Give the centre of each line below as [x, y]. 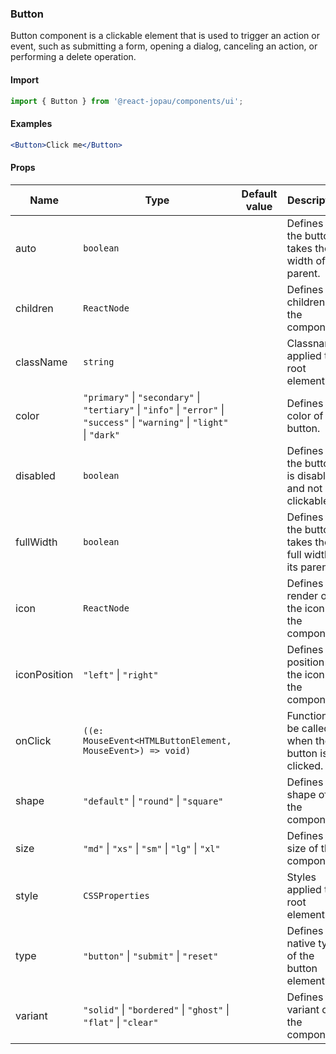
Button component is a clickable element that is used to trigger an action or [165, 36]
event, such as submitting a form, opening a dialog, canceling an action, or [164, 46]
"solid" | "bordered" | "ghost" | [156, 1009]
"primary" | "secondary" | [142, 397]
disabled [35, 475]
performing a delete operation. [73, 57]
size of [302, 848]
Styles [301, 877]
